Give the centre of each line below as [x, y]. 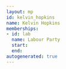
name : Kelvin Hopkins [33, 23]
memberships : [22, 28]
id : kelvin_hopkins [31, 17]
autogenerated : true [32, 56]
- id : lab [19, 34]
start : [20, 46]
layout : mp [20, 12]
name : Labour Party [36, 40]
